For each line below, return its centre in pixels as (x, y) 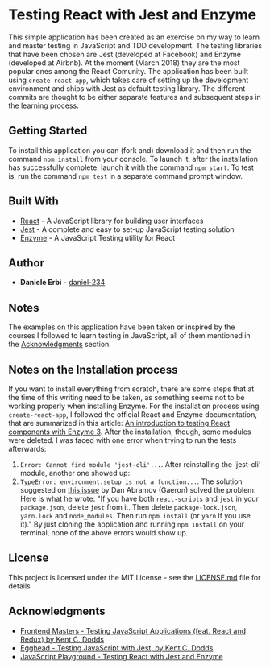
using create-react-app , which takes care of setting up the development (129, 80)
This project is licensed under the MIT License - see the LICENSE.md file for (135, 577)
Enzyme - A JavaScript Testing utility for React (98, 237)
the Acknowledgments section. (60, 345)
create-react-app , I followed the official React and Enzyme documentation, (133, 415)
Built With (33, 202)
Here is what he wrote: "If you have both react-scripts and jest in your (139, 498)
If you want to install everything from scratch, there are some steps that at (131, 389)
